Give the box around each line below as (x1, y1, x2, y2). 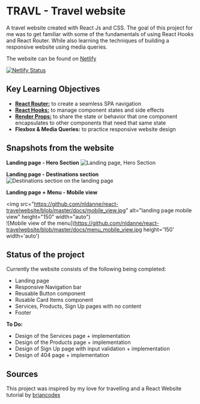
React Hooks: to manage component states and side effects (14, 106, 165, 114)
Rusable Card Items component (14, 296, 94, 304)
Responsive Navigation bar (14, 284, 82, 291)
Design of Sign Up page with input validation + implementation (14, 345, 170, 352)
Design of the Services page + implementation (14, 332, 130, 340)
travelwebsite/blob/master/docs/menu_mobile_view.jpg (6, 225, 142, 233)
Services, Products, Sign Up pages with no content (14, 302, 142, 310)
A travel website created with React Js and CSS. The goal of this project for (6, 24, 193, 31)
